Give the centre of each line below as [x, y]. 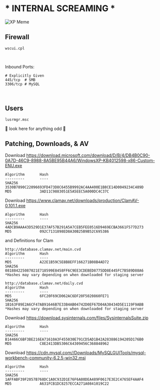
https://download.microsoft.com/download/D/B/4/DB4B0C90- [88, 155]
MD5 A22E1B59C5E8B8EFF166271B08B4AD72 [57, 262]
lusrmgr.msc [17, 119]
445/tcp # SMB [20, 80]
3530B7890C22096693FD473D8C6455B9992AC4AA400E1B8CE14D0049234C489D [74, 187]
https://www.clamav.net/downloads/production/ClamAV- [83, 201]
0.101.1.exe [15, 206]
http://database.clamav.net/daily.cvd [44, 284]
